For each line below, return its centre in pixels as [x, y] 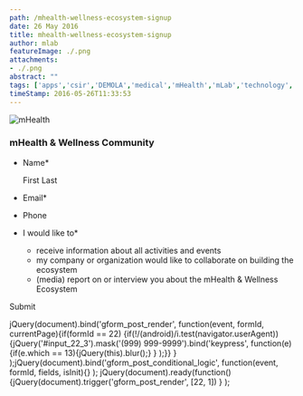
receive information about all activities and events [128, 250]
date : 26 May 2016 [44, 26]
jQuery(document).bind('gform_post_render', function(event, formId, [137, 324]
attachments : [34, 60]
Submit [23, 306]
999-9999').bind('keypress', [196, 343]
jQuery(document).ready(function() [166, 372]
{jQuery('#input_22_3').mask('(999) [76, 343]
